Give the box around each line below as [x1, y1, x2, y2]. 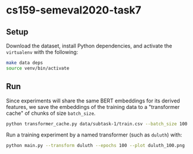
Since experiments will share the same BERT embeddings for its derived [6, 97, 180, 104]
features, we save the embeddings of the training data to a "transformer [6, 103, 180, 110]
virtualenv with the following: [6, 49, 78, 56]
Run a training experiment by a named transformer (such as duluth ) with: [6, 131, 182, 138]
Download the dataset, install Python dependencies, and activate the [6, 42, 172, 49]
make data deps [6, 60, 43, 66]
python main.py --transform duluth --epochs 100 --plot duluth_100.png [6, 143, 185, 149]
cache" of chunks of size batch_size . [6, 109, 96, 117]
